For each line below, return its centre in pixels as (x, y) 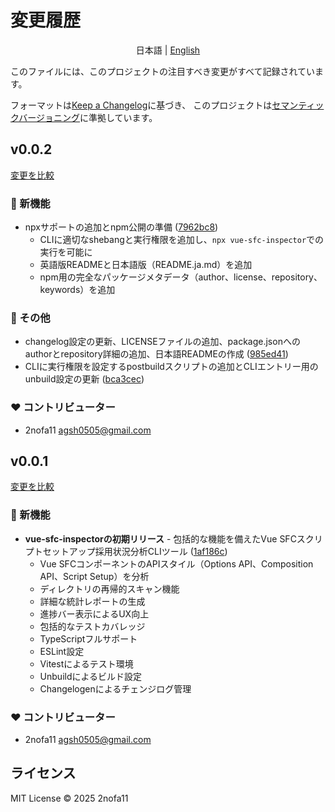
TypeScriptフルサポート (88, 638)
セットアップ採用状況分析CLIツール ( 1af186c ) (135, 551)
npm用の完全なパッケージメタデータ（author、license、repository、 (181, 277)
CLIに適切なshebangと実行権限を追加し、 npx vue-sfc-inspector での (182, 240)
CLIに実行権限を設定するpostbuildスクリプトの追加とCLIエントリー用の (171, 367)
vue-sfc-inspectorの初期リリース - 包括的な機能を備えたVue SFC (160, 538)
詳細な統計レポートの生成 (92, 601)
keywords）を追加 (77, 290)
